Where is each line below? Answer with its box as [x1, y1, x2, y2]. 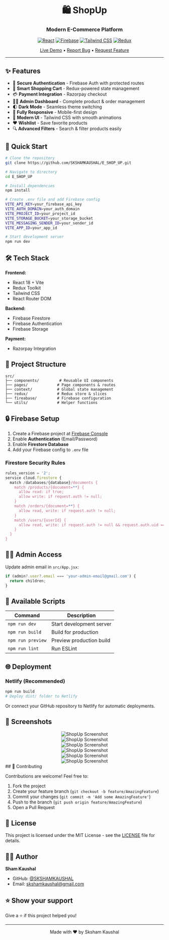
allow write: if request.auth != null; [18, 494, 102, 499]
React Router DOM [12, 296, 52, 302]
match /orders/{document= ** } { [14, 504, 80, 509]
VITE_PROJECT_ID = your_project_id [5, 211, 75, 216]
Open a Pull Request [12, 804, 55, 810]
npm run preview [8, 638, 47, 643]
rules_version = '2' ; [5, 470, 51, 476]
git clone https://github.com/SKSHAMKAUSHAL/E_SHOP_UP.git [5, 160, 132, 165]
